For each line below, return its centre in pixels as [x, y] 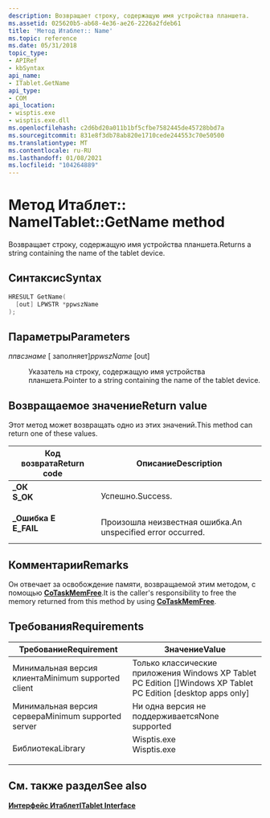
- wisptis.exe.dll [39, 121]
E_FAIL [25, 528]
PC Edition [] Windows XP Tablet [192, 683]
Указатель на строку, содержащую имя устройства [117, 372]
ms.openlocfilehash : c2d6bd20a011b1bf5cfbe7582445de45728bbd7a [117, 128]
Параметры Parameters [70, 337]
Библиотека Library [49, 748]
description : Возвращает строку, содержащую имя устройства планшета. [129, 16]
